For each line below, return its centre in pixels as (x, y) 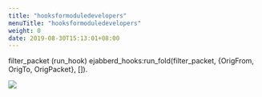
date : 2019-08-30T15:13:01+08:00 (64, 38)
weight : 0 (25, 30)
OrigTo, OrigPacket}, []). (48, 70)
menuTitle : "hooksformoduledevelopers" (75, 23)
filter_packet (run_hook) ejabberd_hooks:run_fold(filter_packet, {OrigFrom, (131, 61)
